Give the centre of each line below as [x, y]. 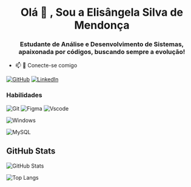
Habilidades [24, 95]
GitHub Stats [31, 151]
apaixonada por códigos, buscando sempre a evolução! [102, 52]
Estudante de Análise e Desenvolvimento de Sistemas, [102, 44]
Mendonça [102, 25]
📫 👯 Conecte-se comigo [46, 66]
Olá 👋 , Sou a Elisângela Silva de [102, 12]
